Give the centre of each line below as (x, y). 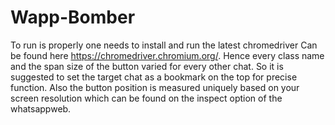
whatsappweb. (41, 108)
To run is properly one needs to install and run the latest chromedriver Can (164, 45)
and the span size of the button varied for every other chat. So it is (147, 66)
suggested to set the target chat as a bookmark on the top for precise (154, 77)
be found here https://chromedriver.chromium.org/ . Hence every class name (167, 55)
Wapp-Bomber (73, 17)
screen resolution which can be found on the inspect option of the (146, 98)
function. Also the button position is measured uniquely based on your (155, 87)
